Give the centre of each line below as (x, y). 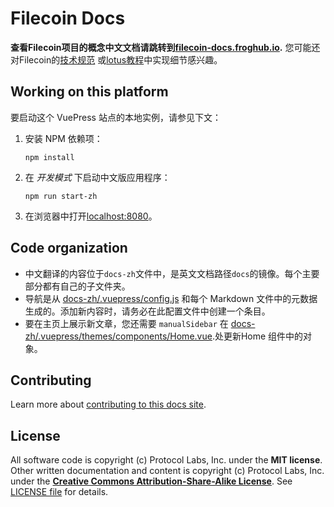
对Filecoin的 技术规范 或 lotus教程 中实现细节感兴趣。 (116, 59)
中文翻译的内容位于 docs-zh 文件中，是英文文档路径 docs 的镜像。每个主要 (172, 273)
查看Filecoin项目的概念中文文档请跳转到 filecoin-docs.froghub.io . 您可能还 (165, 47)
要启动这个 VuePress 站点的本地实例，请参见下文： (116, 117)
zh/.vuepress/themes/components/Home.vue (118, 336)
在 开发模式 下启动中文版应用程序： (97, 177)
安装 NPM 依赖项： (63, 138)
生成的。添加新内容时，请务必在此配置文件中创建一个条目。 (147, 311)
